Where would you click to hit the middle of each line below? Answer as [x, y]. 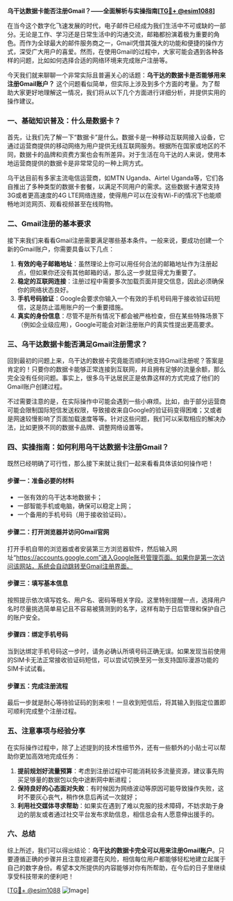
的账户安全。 [25, 617]
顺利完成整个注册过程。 [46, 711]
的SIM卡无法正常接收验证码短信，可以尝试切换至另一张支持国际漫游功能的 [113, 660]
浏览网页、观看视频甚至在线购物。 [68, 204]
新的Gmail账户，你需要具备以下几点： [61, 249]
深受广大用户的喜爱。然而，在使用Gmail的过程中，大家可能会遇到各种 [119, 52]
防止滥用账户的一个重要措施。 [84, 307]
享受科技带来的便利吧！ [41, 876]
